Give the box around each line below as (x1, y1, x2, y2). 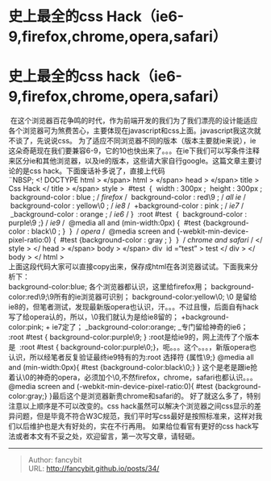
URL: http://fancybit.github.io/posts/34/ (27, 464, 160, 474)
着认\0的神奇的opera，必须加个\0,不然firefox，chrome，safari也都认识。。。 (8, 372, 257, 383)
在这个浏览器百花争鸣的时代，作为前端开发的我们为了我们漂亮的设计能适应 (10, 116, 258, 126)
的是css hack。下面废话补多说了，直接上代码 (15, 166, 165, 176)
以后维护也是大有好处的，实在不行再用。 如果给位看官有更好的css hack (15, 421, 252, 431)
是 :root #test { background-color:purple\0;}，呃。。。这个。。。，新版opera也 (8, 342, 256, 352)
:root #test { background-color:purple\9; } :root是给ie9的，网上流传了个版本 (8, 332, 260, 342)
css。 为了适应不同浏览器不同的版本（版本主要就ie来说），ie (57, 136, 256, 146)
